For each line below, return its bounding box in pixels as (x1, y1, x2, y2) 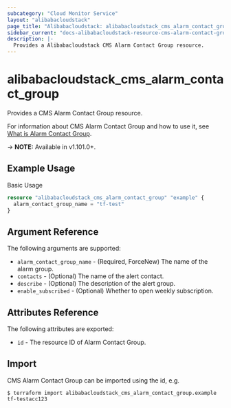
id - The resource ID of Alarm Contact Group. (16, 338, 146, 346)
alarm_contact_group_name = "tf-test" (13, 201, 125, 207)
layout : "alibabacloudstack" (7, 16, 91, 23)
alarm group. (16, 265, 54, 273)
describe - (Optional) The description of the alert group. (16, 280, 175, 288)
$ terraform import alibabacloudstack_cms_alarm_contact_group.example (7, 389, 217, 396)
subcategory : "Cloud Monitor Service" (7, 10, 118, 17)
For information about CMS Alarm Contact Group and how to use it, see (7, 122, 210, 131)
